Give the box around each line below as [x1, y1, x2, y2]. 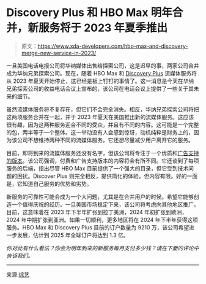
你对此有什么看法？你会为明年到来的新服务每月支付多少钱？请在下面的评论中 [6, 244, 199, 251]
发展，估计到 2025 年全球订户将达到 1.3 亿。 [17, 231, 129, 239]
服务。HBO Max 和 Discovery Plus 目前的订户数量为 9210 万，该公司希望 [6, 223, 189, 231]
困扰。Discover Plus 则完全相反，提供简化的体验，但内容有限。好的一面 [17, 172, 197, 180]
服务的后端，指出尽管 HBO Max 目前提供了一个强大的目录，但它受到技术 [6, 164, 189, 172]
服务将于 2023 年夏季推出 [39, 21, 168, 35]
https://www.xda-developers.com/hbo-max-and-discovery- [37, 42, 188, 50]
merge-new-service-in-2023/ [21, 49, 97, 56]
